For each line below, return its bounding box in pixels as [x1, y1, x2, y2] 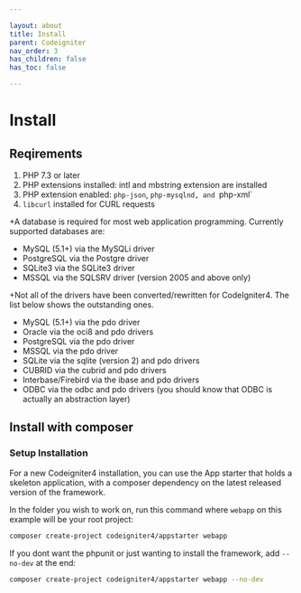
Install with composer [9, 419, 133, 435]
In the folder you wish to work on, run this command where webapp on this [9, 504, 282, 515]
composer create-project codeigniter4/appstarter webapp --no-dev [9, 575, 264, 584]
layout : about [9, 21, 63, 30]
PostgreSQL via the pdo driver [22, 336, 135, 346]
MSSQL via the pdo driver [22, 345, 119, 356]
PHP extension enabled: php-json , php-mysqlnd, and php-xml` [22, 189, 253, 200]
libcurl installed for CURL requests [22, 199, 156, 209]
